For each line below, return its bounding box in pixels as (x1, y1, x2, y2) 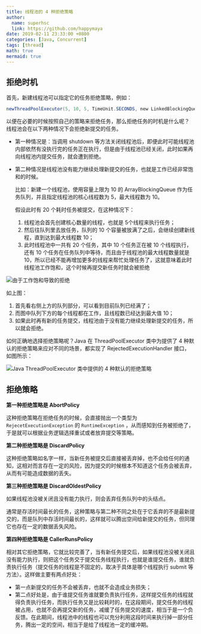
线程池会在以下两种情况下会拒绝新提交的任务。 (6, 125, 121, 133)
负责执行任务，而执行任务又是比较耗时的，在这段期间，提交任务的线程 (20, 599, 193, 606)
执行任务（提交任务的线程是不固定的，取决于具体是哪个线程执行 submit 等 (11, 563, 194, 570)
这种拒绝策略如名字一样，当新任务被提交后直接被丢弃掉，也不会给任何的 (6, 455, 184, 462)
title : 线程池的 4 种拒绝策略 (6, 8, 74, 15)
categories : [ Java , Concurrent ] (6, 37, 87, 43)
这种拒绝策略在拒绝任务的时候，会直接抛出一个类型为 (6, 414, 138, 422)
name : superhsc (11, 20, 50, 26)
